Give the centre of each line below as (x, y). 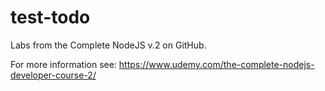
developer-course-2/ (53, 75)
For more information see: (63, 64)
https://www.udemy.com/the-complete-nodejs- (216, 64)
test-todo (50, 17)
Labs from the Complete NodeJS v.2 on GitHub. (108, 45)
